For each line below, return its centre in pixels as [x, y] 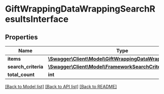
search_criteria [25, 67]
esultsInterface [37, 19]
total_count [21, 75]
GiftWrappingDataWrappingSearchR [80, 9]
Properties [21, 37]
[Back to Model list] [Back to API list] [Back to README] [61, 86]
